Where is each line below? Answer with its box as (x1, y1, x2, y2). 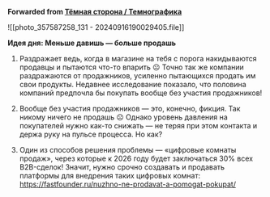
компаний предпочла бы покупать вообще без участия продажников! (19, 88, 263, 98)
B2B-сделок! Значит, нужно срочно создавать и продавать (19, 162, 225, 172)
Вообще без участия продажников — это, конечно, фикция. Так (19, 104, 241, 113)
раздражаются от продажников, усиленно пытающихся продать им (19, 71, 256, 80)
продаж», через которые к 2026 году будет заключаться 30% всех (19, 153, 253, 163)
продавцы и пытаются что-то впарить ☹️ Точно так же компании (19, 62, 244, 72)
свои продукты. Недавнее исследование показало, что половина (19, 80, 246, 89)
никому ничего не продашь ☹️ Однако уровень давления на (19, 112, 228, 122)
